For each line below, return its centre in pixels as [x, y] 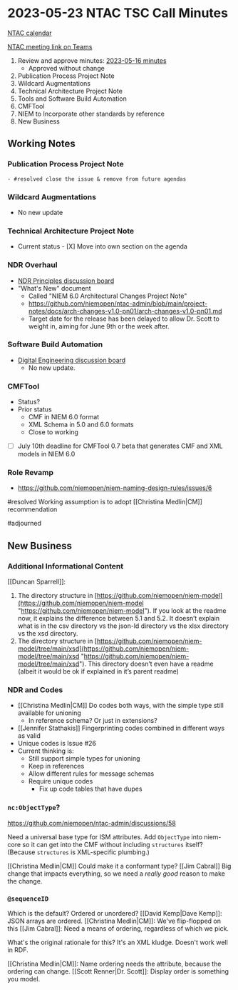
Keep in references [56, 766]
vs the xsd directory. [48, 634]
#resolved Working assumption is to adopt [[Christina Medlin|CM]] [105, 502]
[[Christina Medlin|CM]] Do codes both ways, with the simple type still [121, 706]
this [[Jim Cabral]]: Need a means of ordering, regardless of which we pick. [118, 929]
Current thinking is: [46, 751]
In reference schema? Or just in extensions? [93, 721]
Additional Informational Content [66, 566]
